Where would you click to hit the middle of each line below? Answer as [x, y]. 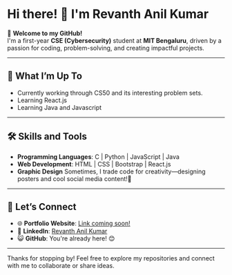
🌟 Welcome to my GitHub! [45, 33]
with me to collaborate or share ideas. [61, 266]
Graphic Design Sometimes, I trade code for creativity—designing [111, 171]
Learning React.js [42, 100]
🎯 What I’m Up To [45, 76]
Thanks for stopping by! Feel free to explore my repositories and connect [111, 258]
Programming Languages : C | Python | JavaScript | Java [98, 157]
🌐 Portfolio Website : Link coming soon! [74, 223]
